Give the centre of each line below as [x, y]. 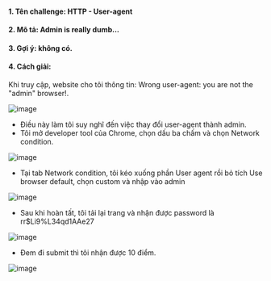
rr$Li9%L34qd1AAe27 [57, 221]
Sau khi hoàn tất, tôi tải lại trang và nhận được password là [117, 212]
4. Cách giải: [30, 67]
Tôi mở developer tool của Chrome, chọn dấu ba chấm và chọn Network [140, 132]
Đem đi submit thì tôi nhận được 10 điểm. [88, 252]
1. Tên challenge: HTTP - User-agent [71, 11]
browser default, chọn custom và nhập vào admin [102, 181]
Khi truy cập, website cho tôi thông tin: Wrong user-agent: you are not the [131, 84]
